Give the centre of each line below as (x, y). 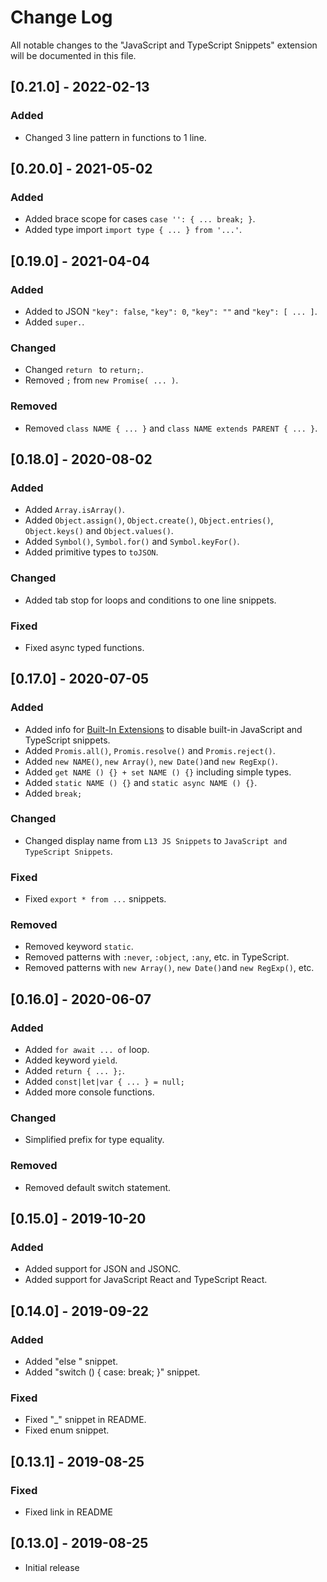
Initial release (52, 1567)
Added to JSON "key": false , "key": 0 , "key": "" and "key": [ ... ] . (171, 311)
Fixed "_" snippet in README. (85, 1420)
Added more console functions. (89, 1092)
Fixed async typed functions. (84, 647)
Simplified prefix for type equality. (94, 1140)
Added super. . (54, 322)
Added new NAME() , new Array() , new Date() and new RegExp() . (151, 761)
